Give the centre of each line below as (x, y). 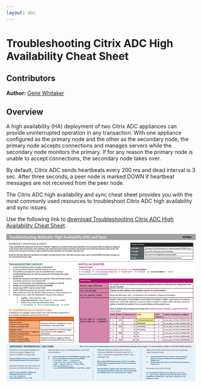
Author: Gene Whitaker (35, 93)
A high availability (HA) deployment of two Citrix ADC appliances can (92, 126)
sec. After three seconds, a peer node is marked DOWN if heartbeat (90, 177)
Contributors (31, 78)
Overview (25, 112)
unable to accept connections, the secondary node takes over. (84, 158)
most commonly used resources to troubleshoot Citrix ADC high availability (99, 201)
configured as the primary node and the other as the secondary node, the (97, 139)
